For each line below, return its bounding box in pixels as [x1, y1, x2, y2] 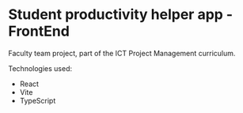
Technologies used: [8, 63, 73, 73]
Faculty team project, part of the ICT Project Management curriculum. [8, 48, 236, 58]
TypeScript [19, 96, 56, 105]
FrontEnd [8, 22, 70, 40]
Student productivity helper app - [8, 6, 234, 24]
